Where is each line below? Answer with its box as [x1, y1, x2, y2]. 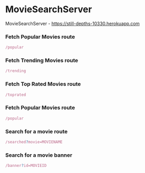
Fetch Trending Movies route [5, 57, 78, 64]
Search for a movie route [5, 128, 68, 135]
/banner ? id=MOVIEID [5, 163, 47, 168]
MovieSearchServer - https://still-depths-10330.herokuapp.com [5, 20, 140, 27]
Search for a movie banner [5, 152, 72, 159]
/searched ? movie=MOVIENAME [5, 139, 63, 144]
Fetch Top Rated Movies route [5, 81, 81, 88]
